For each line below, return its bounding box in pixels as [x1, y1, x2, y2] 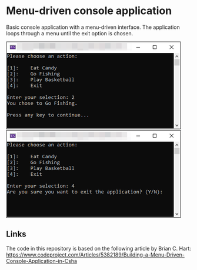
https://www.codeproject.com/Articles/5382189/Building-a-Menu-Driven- [6, 251, 185, 258]
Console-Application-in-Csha [6, 257, 78, 264]
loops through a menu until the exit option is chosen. [6, 29, 133, 36]
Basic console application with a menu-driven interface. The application [6, 24, 181, 31]
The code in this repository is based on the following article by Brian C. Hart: [6, 245, 191, 252]
